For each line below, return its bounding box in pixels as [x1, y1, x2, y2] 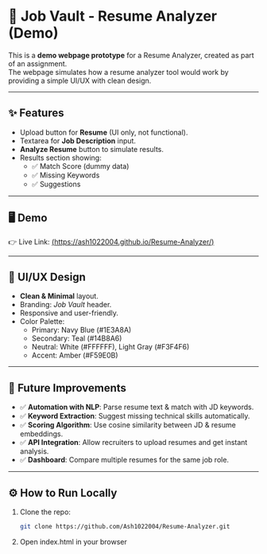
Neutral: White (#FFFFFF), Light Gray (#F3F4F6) [31, 342, 190, 352]
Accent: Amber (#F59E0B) [31, 350, 118, 361]
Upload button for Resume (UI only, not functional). [19, 127, 188, 137]
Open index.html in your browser [19, 536, 127, 546]
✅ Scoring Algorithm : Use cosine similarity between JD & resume [19, 420, 237, 430]
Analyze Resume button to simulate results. [19, 144, 164, 154]
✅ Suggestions [31, 179, 81, 189]
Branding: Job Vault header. [19, 300, 112, 310]
